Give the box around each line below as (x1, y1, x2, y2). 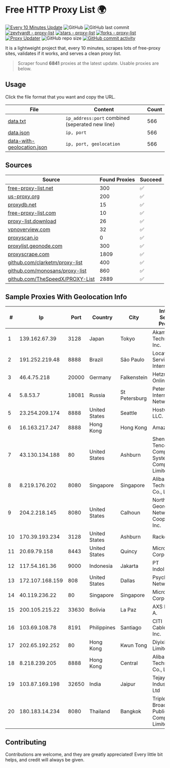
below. (17, 66, 32, 72)
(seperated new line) (65, 120, 115, 127)
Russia (89, 392, 105, 399)
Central (120, 660, 138, 667)
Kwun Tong (120, 642, 148, 649)
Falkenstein (120, 374, 148, 381)
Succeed (140, 176, 162, 183)
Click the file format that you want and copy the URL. (5, 93, 115, 100)
